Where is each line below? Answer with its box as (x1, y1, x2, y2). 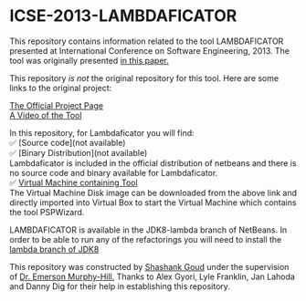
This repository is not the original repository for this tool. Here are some (9, 72, 280, 83)
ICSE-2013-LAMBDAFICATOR (9, 5, 237, 26)
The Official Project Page (9, 99, 103, 110)
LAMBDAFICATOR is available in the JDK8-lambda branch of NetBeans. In (9, 224, 288, 235)
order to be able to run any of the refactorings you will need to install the (9, 234, 282, 244)
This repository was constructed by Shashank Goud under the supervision (9, 261, 290, 272)
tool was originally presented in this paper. (9, 55, 169, 66)
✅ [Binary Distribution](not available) (9, 147, 148, 158)
